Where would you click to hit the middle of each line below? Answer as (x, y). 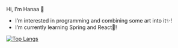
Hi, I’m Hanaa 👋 (25, 9)
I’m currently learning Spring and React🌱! (66, 27)
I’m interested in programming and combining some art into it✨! (94, 20)
